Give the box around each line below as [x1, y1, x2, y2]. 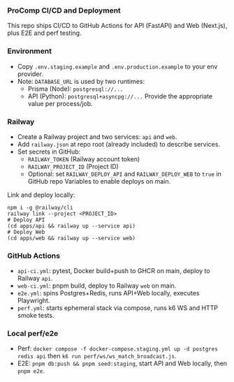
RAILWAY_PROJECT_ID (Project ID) [27, 162, 119, 170]
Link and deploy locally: [7, 191, 75, 199]
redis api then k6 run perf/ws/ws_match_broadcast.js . [17, 352, 177, 360]
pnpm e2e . [17, 367, 45, 375]
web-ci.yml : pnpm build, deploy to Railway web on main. [17, 281, 177, 290]
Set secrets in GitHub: [17, 147, 81, 156]
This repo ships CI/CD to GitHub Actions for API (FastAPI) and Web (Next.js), [7, 22, 228, 30]
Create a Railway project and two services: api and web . [17, 132, 177, 141]
